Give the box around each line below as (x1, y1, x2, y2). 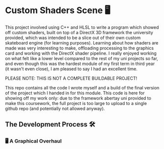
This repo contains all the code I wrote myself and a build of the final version (5, 85, 160, 90)
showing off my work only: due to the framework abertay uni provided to (5, 95, 152, 101)
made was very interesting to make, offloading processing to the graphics (5, 45, 154, 51)
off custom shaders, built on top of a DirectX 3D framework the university (5, 29, 153, 35)
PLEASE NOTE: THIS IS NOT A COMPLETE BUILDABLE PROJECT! (5, 75, 138, 81)
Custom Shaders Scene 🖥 (5, 5, 111, 16)
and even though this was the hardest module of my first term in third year (5, 61, 155, 66)
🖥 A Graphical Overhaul (5, 138, 62, 145)
